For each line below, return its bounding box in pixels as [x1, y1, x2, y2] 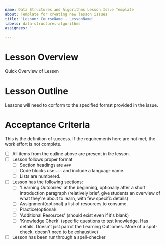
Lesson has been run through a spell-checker [12, 234, 106, 240]
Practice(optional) [19, 206, 56, 212]
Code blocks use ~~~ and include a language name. [19, 168, 125, 174]
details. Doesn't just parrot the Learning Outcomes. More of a [19, 223, 145, 229]
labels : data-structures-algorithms [5, 21, 81, 26]
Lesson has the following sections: [12, 179, 83, 185]
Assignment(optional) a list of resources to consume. [19, 201, 128, 207]
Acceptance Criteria [5, 120, 90, 131]
